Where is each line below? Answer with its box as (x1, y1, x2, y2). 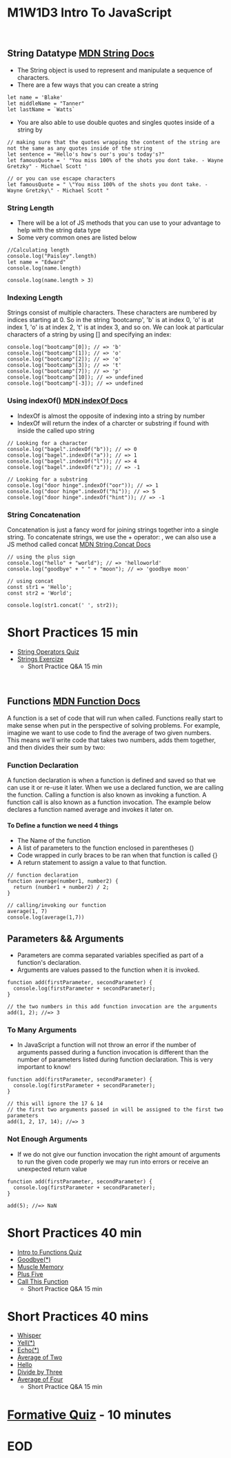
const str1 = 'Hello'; (7, 583, 72, 590)
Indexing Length (7, 292, 63, 302)
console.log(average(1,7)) (7, 914, 85, 921)
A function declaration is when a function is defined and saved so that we (7, 776, 216, 784)
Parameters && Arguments (7, 932, 124, 944)
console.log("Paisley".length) (7, 253, 97, 260)
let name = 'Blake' (7, 94, 63, 101)
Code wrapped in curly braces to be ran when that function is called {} (17, 851, 218, 859)
